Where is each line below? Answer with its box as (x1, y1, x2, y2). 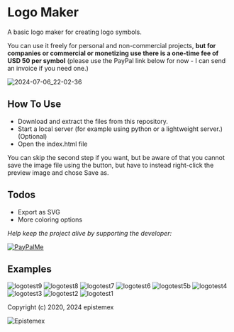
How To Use (7, 98, 62, 110)
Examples (7, 263, 52, 275)
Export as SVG (17, 207, 60, 216)
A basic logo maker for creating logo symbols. (7, 28, 142, 36)
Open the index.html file (17, 139, 88, 148)
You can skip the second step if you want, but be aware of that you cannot (7, 153, 225, 161)
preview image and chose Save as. (7, 168, 109, 177)
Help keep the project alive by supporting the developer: (7, 229, 172, 237)
